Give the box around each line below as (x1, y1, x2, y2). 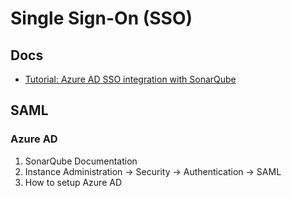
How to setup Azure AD (24, 176, 123, 188)
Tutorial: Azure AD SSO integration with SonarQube (24, 73, 237, 85)
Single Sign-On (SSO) (10, 7, 193, 30)
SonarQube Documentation (24, 155, 138, 167)
